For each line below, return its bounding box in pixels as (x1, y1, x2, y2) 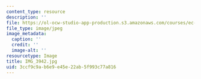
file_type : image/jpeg (6, 25, 63, 31)
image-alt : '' (11, 48, 47, 53)
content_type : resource (6, 8, 66, 15)
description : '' (6, 14, 47, 20)
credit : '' (11, 42, 39, 48)
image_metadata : (6, 31, 47, 37)
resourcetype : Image (6, 53, 58, 59)
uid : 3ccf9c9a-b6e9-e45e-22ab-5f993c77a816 (6, 64, 117, 70)
